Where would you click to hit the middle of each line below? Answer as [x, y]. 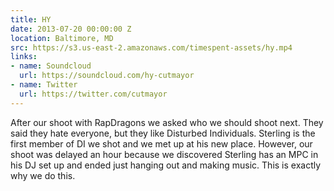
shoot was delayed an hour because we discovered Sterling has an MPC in [164, 154]
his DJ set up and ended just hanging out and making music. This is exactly [166, 165]
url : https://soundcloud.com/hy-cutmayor [107, 76]
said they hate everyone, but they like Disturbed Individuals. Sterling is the [163, 133]
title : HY [31, 19]
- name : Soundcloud [51, 66]
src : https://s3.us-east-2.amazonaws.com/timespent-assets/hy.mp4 [151, 47]
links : [24, 57]
